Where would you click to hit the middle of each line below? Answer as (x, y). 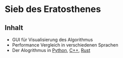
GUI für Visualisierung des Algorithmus (52, 39)
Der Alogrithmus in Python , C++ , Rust (51, 50)
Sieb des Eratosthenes (53, 9)
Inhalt (14, 28)
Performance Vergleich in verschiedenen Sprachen (65, 45)
